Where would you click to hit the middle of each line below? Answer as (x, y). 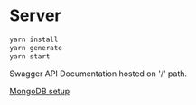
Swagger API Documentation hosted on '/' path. (98, 74)
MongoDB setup (40, 91)
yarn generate (36, 48)
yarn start (30, 56)
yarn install (34, 39)
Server (35, 16)
